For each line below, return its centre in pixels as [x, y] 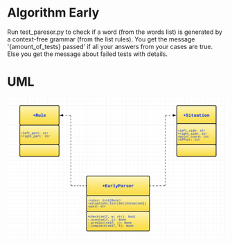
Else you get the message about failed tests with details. [88, 54]
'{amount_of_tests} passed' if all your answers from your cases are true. [110, 46]
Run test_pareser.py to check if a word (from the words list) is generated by [115, 32]
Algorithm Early [53, 13]
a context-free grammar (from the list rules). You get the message [101, 39]
